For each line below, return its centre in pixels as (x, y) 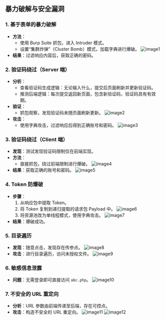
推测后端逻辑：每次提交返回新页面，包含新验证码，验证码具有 (83, 94)
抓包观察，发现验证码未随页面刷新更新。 (61, 112)
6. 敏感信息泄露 (24, 268)
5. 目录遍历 (18, 236)
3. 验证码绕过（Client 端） (37, 139)
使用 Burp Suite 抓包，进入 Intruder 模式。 (63, 43)
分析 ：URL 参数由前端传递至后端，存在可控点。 (61, 306)
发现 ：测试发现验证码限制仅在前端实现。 (54, 151)
